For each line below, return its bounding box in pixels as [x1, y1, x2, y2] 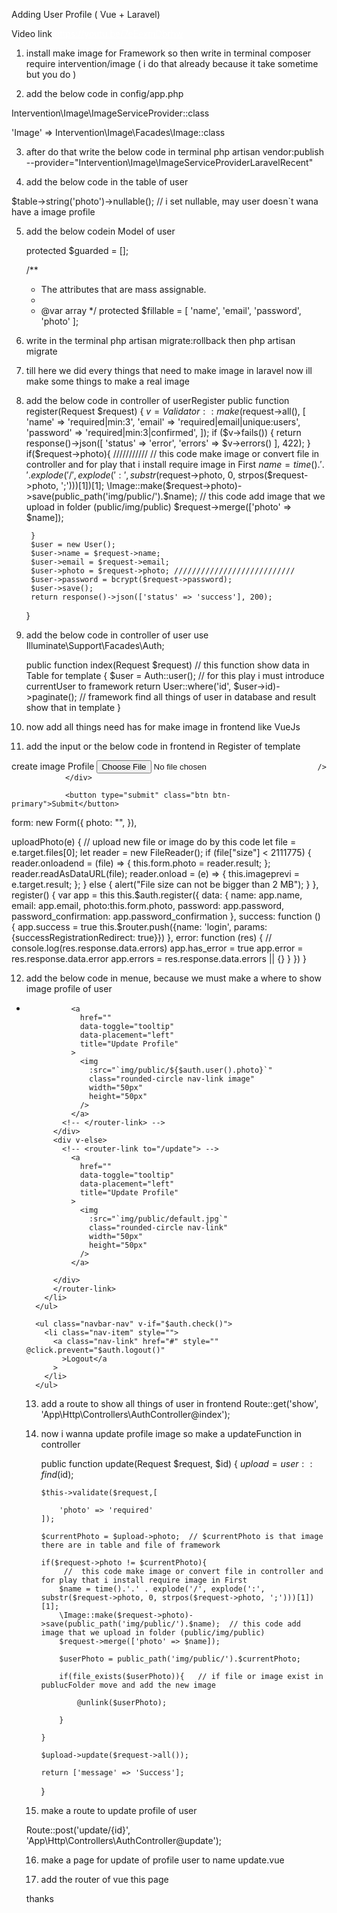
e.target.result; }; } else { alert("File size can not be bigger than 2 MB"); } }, [11, 879, 319, 890]
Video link [11, 28, 53, 39]
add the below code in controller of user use [25, 629, 209, 641]
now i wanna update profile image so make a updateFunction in [40, 1428, 303, 1439]
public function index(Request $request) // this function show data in [25, 659, 310, 671]
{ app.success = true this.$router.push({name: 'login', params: [11, 921, 268, 933]
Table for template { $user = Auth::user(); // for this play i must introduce [25, 670, 325, 681]
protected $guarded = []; [25, 245, 129, 256]
